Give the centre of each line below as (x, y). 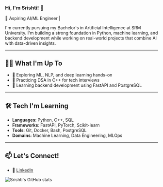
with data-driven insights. (31, 43)
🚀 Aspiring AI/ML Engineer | (33, 19)
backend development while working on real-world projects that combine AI (81, 38)
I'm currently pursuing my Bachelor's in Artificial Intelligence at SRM (73, 28)
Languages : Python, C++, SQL (43, 120)
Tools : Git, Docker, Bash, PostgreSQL (49, 130)
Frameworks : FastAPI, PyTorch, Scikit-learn (56, 125)
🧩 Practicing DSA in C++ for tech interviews (56, 80)
